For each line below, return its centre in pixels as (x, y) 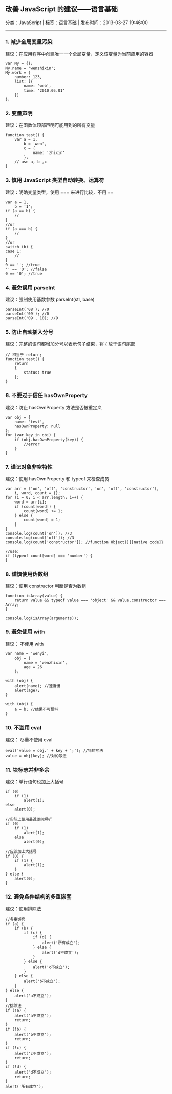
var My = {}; (19, 64)
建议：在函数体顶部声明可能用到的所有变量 (50, 125)
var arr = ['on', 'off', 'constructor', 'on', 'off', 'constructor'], (82, 488)
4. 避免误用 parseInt (30, 287)
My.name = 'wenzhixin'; (31, 68)
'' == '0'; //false (26, 269)
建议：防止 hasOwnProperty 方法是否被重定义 (54, 407)
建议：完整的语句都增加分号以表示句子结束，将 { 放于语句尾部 (70, 344)
